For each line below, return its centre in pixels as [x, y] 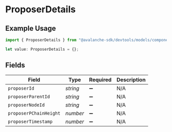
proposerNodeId [26, 105]
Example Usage [31, 28]
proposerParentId [29, 96]
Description [131, 79]
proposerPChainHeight [34, 113]
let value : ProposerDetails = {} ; [42, 49]
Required [100, 79]
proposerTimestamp [30, 122]
